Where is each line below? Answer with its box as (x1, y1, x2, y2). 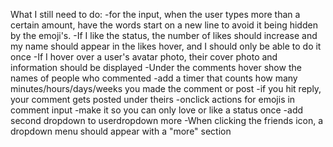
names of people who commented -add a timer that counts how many (10, 72, 298, 84)
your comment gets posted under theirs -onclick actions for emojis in (10, 94, 296, 105)
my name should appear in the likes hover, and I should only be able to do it (10, 40, 322, 52)
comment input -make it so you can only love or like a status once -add (10, 104, 304, 116)
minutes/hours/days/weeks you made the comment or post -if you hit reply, (10, 83, 322, 94)
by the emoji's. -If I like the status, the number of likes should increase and (10, 30, 318, 41)
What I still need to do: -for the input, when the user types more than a (10, 9, 301, 20)
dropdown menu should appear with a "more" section (10, 125, 232, 137)
